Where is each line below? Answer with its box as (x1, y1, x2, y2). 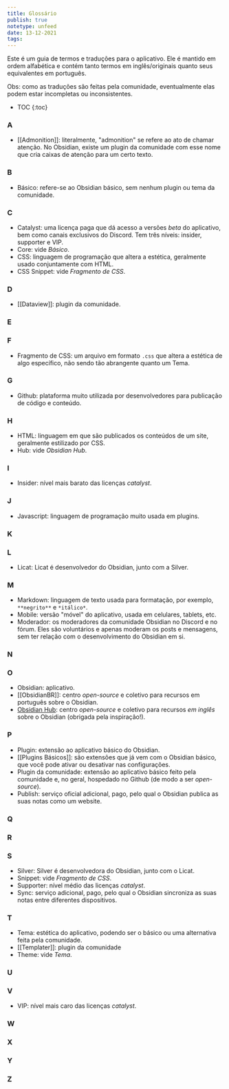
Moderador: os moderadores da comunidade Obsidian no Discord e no (17, 618, 218, 626)
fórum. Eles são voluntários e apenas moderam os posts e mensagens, (17, 625, 218, 634)
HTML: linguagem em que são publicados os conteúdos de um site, (17, 431, 209, 440)
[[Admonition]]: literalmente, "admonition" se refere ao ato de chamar (17, 136, 215, 144)
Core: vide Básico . (17, 246, 70, 254)
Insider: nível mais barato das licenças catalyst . (17, 479, 152, 487)
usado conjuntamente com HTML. (17, 260, 114, 268)
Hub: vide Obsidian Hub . (17, 446, 87, 455)
